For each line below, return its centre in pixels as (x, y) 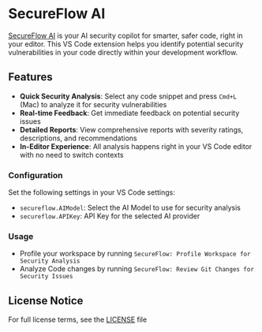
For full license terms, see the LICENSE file (78, 319)
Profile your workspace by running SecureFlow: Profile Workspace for (135, 254)
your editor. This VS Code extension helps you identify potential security (126, 43)
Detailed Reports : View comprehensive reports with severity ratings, (131, 129)
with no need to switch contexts (71, 155)
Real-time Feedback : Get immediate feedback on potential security (129, 113)
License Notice (46, 300)
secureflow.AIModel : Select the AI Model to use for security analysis (130, 208)
